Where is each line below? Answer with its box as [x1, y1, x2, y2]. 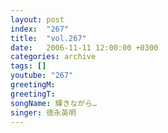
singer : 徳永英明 [10, 107, 77, 118]
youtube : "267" [10, 71, 74, 81]
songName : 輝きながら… [10, 98, 98, 108]
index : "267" [10, 24, 70, 34]
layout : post [10, 14, 65, 25]
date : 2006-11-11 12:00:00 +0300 [10, 42, 159, 53]
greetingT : [10, 89, 56, 99]
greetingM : [10, 80, 56, 90]
